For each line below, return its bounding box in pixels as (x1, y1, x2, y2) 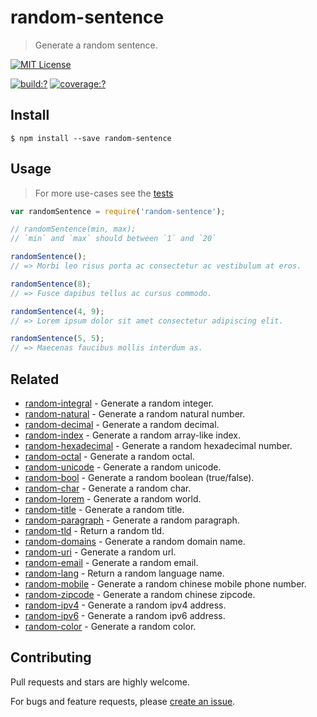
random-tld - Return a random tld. (24, 525, 165, 536)
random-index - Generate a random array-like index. (24, 429, 242, 441)
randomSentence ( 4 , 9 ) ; (10, 306, 105, 316)
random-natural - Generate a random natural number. (24, 408, 246, 420)
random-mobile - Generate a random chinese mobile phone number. (24, 578, 307, 590)
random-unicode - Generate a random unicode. (24, 461, 222, 473)
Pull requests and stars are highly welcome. (10, 676, 190, 688)
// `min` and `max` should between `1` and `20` (10, 234, 217, 244)
